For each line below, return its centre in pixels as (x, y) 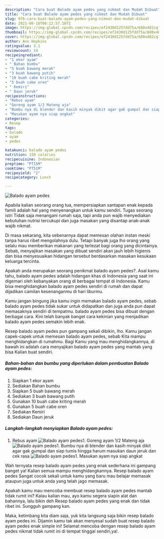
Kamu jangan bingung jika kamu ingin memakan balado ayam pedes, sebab (81, 301)
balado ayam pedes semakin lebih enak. (45, 322)
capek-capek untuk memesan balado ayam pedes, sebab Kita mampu (75, 336)
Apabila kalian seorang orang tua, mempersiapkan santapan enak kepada (79, 205)
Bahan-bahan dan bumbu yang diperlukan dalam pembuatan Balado (77, 363)
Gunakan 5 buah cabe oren (40, 407)
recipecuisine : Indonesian (32, 159)
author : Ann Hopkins (26, 42)
